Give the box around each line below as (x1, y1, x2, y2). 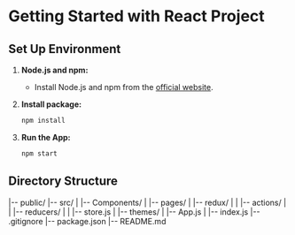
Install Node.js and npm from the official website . (34, 82, 213, 92)
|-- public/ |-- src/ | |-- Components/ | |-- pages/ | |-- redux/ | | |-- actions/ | (8, 197, 287, 208)
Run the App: (20, 132, 72, 142)
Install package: (20, 99, 82, 110)
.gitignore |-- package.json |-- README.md (8, 216, 167, 226)
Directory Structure (8, 174, 119, 189)
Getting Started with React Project (8, 6, 265, 27)
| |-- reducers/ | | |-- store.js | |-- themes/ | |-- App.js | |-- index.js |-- (8, 206, 260, 217)
